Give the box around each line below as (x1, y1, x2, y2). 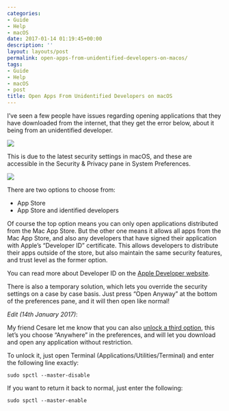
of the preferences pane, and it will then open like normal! (7, 297, 170, 305)
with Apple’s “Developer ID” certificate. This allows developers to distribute (7, 241, 219, 249)
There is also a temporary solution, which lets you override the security (7, 282, 208, 290)
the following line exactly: (7, 359, 79, 366)
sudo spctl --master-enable (7, 397, 87, 404)
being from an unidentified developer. (7, 126, 113, 134)
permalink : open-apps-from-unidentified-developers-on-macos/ (7, 55, 188, 62)
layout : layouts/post (7, 49, 69, 55)
